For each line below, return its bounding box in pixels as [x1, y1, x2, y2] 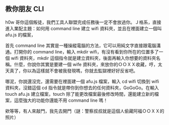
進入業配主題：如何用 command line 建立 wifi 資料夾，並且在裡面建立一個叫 [5, 25, 162, 31]
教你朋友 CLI [5, 5, 44, 14]
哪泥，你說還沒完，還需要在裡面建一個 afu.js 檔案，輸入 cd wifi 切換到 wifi [5, 78, 159, 84]
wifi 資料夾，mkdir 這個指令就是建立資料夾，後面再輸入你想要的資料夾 [11, 55, 156, 61]
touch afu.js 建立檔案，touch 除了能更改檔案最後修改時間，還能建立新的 [5, 91, 155, 97]
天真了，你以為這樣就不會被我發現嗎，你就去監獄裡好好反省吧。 [5, 68, 138, 74]
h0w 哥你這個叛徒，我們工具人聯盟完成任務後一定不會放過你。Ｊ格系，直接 [5, 19, 161, 25]
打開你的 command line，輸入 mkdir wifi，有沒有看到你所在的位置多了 [14, 48, 159, 54]
